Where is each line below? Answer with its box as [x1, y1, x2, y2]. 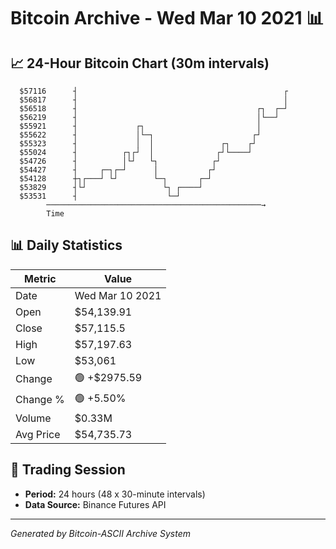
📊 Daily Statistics [10, 237, 123, 254]
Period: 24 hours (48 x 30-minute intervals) [24, 488, 206, 500]
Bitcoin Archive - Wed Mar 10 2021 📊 [10, 7, 325, 30]
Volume [15, 411, 52, 425]
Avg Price [15, 427, 61, 441]
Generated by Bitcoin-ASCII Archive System [10, 527, 191, 539]
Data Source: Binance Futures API [24, 498, 167, 510]
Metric [24, 271, 57, 285]
